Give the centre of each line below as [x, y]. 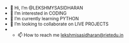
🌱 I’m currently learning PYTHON [45, 18]
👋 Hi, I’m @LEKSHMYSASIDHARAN [47, 8]
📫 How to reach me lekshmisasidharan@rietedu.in [71, 35]
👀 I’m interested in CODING [38, 13]
